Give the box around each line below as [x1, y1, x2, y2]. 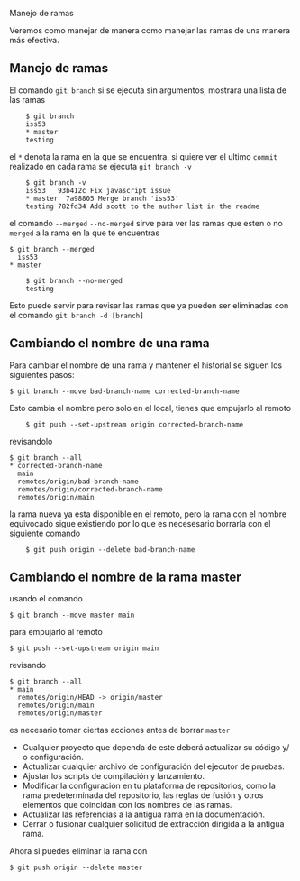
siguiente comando [9, 528, 81, 538]
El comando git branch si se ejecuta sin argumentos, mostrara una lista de [9, 85, 286, 96]
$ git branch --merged [9, 244, 95, 253]
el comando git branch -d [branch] [9, 309, 144, 320]
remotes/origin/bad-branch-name [17, 477, 140, 486]
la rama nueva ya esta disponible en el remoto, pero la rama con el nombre [9, 509, 286, 519]
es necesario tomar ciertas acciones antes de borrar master [9, 725, 231, 736]
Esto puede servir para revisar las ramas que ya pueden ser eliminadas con [9, 299, 289, 310]
